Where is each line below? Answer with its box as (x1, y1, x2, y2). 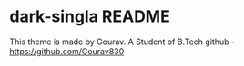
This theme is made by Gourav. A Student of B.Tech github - (9, 36, 235, 47)
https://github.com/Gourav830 (9, 45, 125, 56)
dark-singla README (9, 6, 170, 27)
